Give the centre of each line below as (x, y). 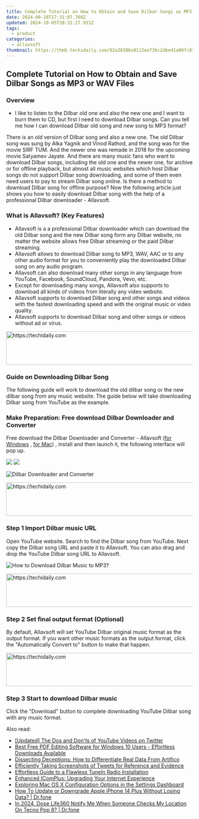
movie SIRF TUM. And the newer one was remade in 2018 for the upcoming (98, 150)
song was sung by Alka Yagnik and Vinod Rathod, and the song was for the (98, 143)
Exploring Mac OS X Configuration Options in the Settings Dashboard (99, 785)
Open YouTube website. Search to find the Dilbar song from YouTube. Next (97, 541)
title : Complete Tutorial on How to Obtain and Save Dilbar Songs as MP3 (99, 12)
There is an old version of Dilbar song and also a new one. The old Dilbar (95, 137)
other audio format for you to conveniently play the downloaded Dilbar (100, 260)
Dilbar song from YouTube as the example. (58, 402)
